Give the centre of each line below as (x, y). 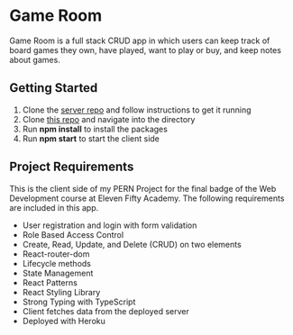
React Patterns (50, 282)
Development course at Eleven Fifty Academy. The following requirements (147, 198)
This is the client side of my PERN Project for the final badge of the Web (143, 188)
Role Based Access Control (73, 234)
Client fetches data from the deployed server (105, 311)
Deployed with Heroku (64, 321)
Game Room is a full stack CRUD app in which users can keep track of (140, 41)
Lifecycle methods (57, 263)
